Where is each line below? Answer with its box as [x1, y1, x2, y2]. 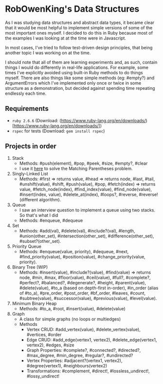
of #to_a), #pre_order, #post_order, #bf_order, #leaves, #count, [19, 290, 146, 296]
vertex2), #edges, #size [26, 342, 74, 348]
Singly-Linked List [12, 171, 49, 176]
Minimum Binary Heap [12, 300, 57, 306]
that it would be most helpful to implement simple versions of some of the [5, 24, 153, 30]
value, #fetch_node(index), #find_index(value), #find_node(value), [19, 186, 152, 192]
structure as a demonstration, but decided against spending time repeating [5, 85, 155, 91]
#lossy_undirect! [26, 373, 60, 379]
